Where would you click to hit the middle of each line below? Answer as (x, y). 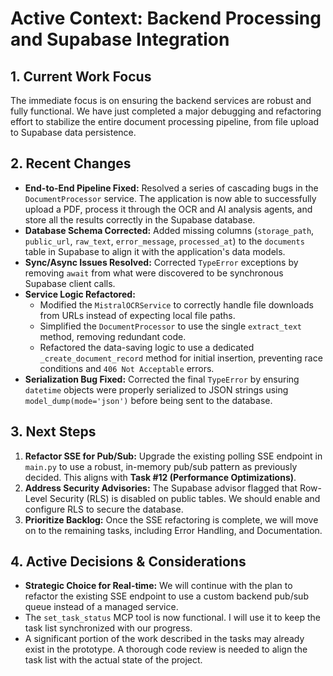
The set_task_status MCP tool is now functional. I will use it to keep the (172, 618)
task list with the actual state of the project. (113, 660)
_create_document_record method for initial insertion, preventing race (181, 358)
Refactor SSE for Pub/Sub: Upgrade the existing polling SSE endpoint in (173, 456)
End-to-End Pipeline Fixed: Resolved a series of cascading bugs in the (171, 188)
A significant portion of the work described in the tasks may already (164, 639)
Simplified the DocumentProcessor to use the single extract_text (170, 326)
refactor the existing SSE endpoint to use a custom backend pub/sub (166, 596)
